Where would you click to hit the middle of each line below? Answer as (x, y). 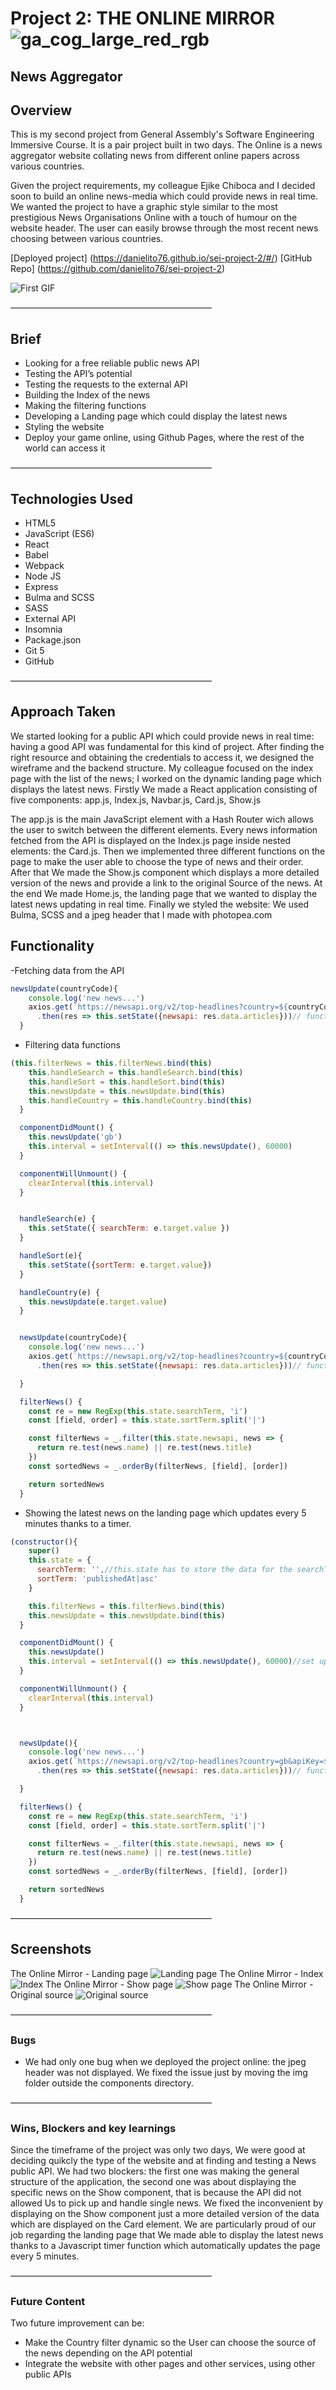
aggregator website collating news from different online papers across (155, 156)
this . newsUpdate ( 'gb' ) (75, 1137)
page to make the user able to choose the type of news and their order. (157, 861)
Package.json (53, 640)
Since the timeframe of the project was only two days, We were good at (158, 2150)
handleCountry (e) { (60, 1292)
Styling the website (64, 427)
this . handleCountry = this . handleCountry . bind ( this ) (140, 1100)
